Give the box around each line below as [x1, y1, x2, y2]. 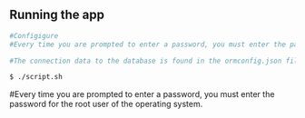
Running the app [9, 7, 104, 23]
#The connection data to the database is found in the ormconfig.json [9, 56, 282, 65]
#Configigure [9, 31, 59, 40]
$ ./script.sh [9, 73, 64, 82]
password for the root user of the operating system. [9, 99, 203, 110]
